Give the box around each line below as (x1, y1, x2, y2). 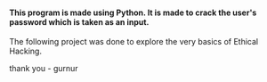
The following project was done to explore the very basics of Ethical (9, 37, 259, 47)
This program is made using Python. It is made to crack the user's (9, 7, 257, 18)
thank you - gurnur (9, 63, 78, 74)
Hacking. (9, 45, 43, 57)
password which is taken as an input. (9, 16, 150, 27)
